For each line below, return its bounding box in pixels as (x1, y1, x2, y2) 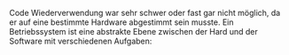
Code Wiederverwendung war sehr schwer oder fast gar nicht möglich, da (9, 8, 281, 18)
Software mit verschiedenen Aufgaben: (9, 35, 152, 46)
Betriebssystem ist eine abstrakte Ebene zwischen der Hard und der (9, 27, 259, 36)
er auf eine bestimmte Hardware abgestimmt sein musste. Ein (9, 17, 234, 27)
